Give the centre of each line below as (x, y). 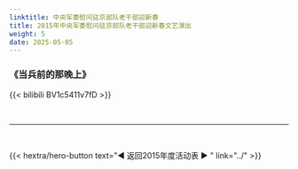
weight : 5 (27, 34)
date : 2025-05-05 (41, 42)
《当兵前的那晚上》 (50, 74)
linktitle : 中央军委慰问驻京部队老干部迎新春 (84, 17)
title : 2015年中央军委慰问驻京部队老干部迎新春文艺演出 (101, 26)
